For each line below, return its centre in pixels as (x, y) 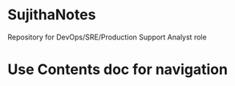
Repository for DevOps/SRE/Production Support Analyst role (107, 37)
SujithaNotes (52, 15)
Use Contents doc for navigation (118, 70)
